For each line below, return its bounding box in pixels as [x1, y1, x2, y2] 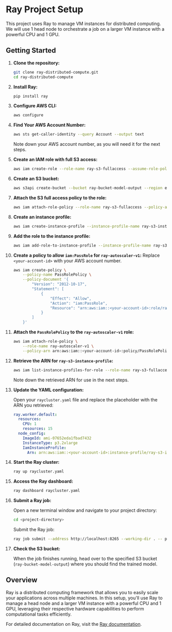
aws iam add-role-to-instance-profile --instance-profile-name [13, 243, 152, 248]
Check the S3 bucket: [13, 546, 60, 552]
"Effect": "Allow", [50, 296, 92, 301]
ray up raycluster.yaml [13, 469, 64, 474]
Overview [6, 576, 38, 584]
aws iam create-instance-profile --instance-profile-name [13, 223, 140, 229]
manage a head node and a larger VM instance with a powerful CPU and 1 [6, 600, 162, 606]
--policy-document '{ [23, 277, 69, 282]
